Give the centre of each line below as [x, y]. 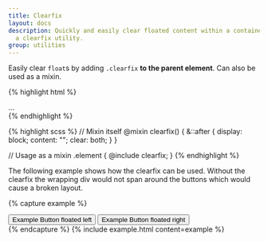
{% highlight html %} [43, 92]
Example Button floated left [52, 220]
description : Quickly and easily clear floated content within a [119, 30]
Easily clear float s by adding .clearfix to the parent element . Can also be [132, 68]
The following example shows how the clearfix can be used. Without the [127, 171]
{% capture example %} [48, 204]
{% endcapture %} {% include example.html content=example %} [116, 229]
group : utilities [37, 46]
